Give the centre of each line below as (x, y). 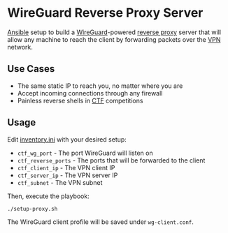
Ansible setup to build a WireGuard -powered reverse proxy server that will (114, 32)
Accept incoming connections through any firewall (90, 93)
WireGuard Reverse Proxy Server (105, 13)
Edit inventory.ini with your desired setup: (67, 139)
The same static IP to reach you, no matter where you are (100, 86)
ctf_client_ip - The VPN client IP (66, 167)
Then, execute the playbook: (48, 196)
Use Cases (31, 69)
